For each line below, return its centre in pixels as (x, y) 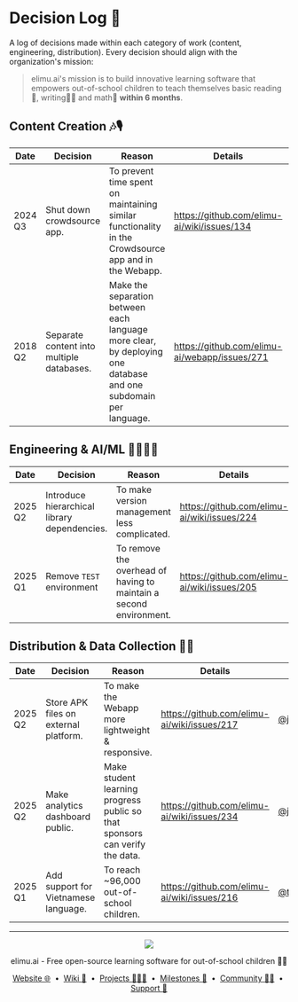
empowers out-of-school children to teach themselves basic (141, 88)
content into (71, 346)
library (59, 517)
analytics (64, 806)
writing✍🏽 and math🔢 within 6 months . (112, 98)
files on (61, 714)
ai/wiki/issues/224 (218, 517)
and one (126, 385)
